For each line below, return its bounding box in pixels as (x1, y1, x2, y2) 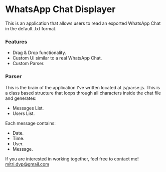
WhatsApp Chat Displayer (5, 4, 116, 15)
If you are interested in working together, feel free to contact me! (5, 155, 139, 162)
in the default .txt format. (5, 25, 57, 31)
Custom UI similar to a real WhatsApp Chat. (12, 55, 102, 61)
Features (5, 38, 28, 45)
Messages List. (12, 105, 44, 111)
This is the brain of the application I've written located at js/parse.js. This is (5, 84, 160, 90)
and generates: (5, 95, 37, 101)
